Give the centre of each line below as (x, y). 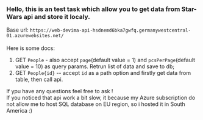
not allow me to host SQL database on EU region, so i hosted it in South (96, 104)
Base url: (17, 30)
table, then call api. (39, 79)
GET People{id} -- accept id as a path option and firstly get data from (103, 73)
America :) (19, 111)
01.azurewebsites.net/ (35, 36)
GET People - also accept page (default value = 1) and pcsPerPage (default (105, 60)
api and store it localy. (57, 16)
